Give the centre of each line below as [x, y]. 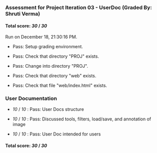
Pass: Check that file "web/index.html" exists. [60, 86]
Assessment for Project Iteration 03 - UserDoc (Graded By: [79, 8]
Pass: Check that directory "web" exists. [54, 76]
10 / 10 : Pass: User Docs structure [48, 109]
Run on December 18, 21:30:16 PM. [41, 37]
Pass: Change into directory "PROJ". [50, 66]
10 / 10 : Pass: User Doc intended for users [57, 134]
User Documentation [31, 98]
